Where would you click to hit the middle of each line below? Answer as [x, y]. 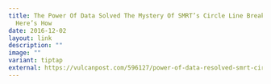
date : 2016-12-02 [38, 30]
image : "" [25, 53]
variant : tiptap [35, 61]
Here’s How [34, 23]
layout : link [30, 38]
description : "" [35, 46]
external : [25, 68]
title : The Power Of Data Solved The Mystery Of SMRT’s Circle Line [126, 16]
